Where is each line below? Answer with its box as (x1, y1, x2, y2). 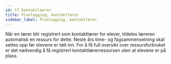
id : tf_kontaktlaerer (5, 7, 52, 13)
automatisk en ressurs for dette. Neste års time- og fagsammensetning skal (5, 36, 165, 42)
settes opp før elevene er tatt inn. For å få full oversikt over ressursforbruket (5, 42, 165, 48)
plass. (5, 53, 18, 59)
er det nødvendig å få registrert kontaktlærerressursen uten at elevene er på (5, 47, 166, 54)
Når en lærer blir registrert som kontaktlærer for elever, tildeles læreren (5, 31, 155, 37)
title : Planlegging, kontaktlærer (5, 12, 79, 17)
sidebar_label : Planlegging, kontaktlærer (5, 17, 97, 22)
